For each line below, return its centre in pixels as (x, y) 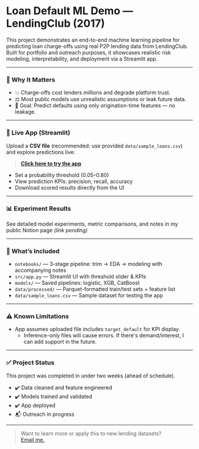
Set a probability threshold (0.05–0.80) (62, 175)
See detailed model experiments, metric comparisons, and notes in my (92, 224)
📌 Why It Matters (31, 79)
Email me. (33, 440)
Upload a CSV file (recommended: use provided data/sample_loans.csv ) (94, 146)
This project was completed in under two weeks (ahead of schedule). (91, 376)
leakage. (25, 112)
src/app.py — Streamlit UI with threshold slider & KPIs (80, 277)
